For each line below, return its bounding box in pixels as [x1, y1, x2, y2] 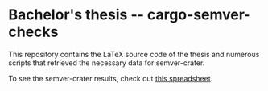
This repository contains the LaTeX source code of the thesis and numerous [8, 49, 260, 59]
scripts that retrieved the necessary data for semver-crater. [8, 58, 205, 68]
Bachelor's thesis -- [8, 6, 145, 24]
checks [8, 23, 59, 41]
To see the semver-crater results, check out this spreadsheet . [8, 73, 213, 83]
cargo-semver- [146, 6, 251, 24]
